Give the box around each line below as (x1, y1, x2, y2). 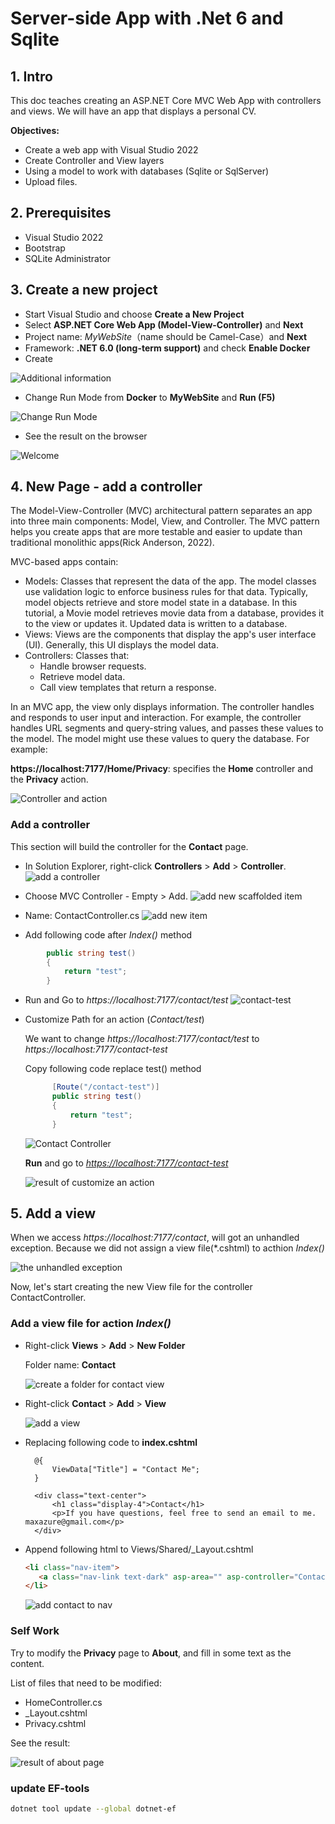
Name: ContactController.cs (24, 909, 140, 921)
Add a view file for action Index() (10, 1317, 172, 1331)
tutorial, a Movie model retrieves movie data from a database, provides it (24, 607, 325, 619)
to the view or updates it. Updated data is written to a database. (24, 618, 288, 630)
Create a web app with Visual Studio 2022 (24, 144, 199, 156)
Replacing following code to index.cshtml (24, 1436, 198, 1448)
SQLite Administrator (24, 252, 112, 264)
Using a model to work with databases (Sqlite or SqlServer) (24, 165, 270, 177)
